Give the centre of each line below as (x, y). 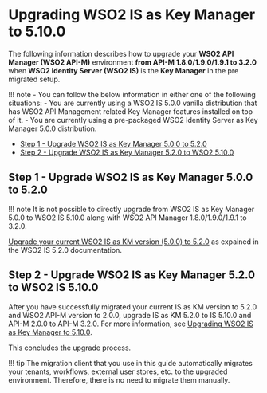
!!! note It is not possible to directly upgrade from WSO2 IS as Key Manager (132, 209)
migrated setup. (34, 79)
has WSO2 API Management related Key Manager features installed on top (131, 111)
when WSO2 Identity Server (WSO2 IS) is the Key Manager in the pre (124, 70)
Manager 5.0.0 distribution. (53, 128)
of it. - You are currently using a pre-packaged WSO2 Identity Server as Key (133, 120)
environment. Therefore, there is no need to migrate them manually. (119, 379)
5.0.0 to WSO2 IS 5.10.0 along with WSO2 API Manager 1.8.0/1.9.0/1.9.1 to (128, 218)
